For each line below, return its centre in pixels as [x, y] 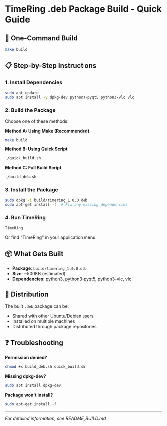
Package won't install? [29, 395]
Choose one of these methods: [37, 121]
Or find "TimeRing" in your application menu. [51, 237]
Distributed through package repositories [54, 327]
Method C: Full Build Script [33, 168]
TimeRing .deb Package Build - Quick [83, 9]
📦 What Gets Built [34, 253]
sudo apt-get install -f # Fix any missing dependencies [66, 205]
